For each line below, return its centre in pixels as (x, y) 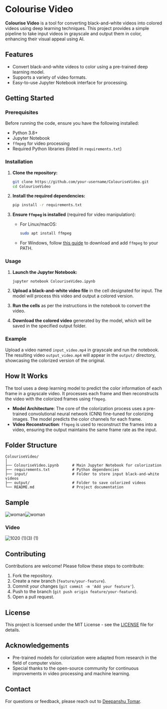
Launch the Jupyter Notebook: (45, 272)
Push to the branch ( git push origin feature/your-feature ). (75, 592)
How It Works (27, 376)
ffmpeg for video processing (41, 144)
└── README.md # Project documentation (64, 487)
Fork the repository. (33, 576)
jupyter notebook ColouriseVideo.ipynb (54, 281)
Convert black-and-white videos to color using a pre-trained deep (80, 66)
